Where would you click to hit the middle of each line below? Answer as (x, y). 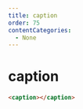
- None (26, 38)
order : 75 (24, 23)
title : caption (33, 15)
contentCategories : (40, 30)
